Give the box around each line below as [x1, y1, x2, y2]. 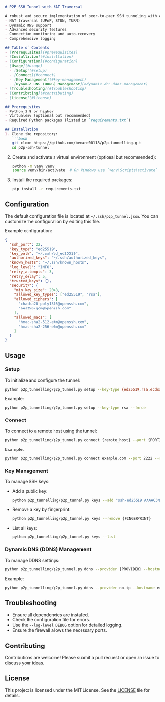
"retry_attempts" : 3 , [9, 269, 54, 275]
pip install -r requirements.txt [12, 187, 81, 192]
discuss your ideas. [5, 660, 45, 666]
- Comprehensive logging [5, 36, 56, 41]
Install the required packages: [12, 177, 73, 183]
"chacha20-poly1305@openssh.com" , [18, 301, 89, 307]
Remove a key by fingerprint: [12, 506, 71, 512]
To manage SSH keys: [5, 478, 50, 484]
